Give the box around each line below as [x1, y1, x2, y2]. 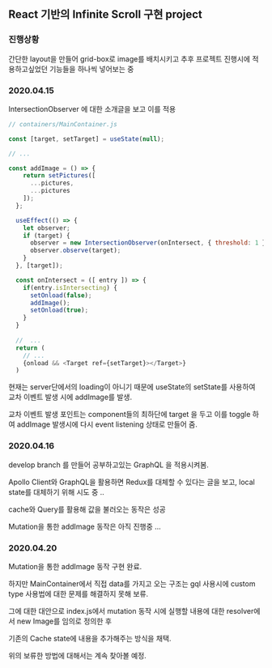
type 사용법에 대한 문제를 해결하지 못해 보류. [8, 589, 149, 598]
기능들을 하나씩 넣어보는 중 [49, 64, 134, 74]
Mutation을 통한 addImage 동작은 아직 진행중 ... [8, 521, 162, 531]
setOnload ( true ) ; [29, 306, 89, 314]
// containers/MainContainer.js [8, 120, 117, 128]
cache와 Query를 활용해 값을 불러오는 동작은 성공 [8, 504, 166, 514]
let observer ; [23, 223, 70, 232]
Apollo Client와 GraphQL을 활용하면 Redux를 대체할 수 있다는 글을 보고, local [8, 477, 255, 487]
